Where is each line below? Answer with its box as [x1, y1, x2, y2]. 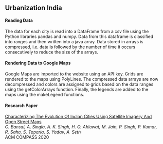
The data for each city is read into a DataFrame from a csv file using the [5, 28, 149, 34]
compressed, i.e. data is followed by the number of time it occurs [5, 44, 135, 50]
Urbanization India [5, 4, 62, 12]
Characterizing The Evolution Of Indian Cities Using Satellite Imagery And [5, 114, 152, 119]
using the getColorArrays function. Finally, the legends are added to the [5, 86, 148, 92]
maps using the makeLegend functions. [5, 91, 84, 97]
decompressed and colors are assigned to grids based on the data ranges [5, 81, 154, 87]
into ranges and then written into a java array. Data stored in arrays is [5, 38, 144, 44]
